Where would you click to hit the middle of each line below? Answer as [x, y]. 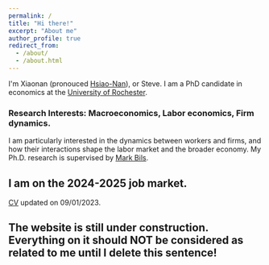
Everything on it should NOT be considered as [126, 240]
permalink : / [30, 16]
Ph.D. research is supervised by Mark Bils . [79, 158]
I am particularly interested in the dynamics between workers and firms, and [135, 141]
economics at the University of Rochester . [78, 92]
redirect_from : [34, 46]
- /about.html [39, 61]
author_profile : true [45, 38]
